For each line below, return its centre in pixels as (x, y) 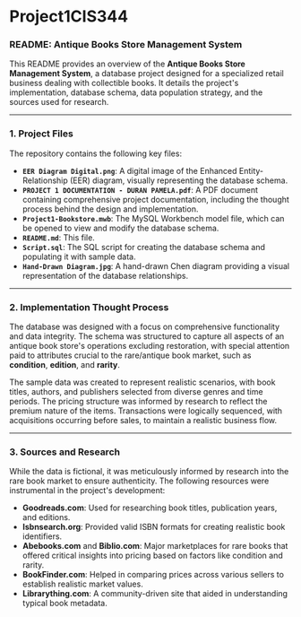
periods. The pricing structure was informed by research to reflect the (138, 402)
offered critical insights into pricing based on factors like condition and (153, 556)
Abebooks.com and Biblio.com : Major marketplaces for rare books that (155, 546)
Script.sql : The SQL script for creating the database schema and (144, 247)
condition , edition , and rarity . (65, 365)
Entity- (251, 170)
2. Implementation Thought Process (89, 307)
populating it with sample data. (79, 256)
